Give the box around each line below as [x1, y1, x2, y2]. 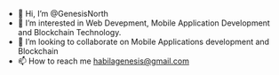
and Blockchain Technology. [17, 27, 122, 37]
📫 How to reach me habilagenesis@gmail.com [17, 56, 189, 66]
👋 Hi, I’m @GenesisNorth [17, 9, 109, 19]
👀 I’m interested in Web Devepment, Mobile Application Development [17, 18, 271, 28]
